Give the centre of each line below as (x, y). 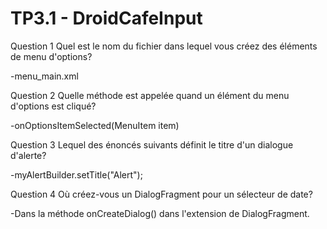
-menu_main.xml (44, 76)
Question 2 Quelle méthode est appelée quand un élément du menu (150, 95)
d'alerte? (28, 155)
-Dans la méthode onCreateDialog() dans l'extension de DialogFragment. (160, 213)
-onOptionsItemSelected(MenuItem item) (95, 125)
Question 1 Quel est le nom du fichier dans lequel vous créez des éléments (164, 46)
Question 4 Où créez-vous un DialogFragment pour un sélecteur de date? (161, 194)
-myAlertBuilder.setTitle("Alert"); (76, 174)
